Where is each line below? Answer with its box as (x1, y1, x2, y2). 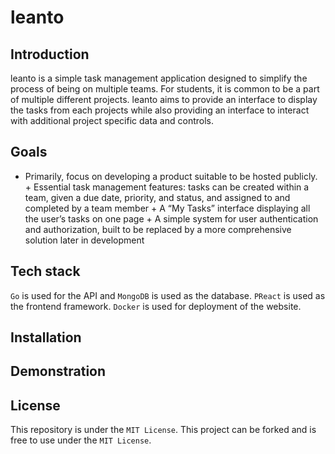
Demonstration (10, 363, 107, 380)
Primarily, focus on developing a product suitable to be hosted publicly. (24, 170, 318, 182)
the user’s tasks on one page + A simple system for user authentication (24, 212, 319, 225)
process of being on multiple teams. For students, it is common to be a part (10, 83, 320, 95)
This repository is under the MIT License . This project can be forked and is (10, 424, 317, 436)
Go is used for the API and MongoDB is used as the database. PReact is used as (10, 289, 326, 301)
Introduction (10, 46, 90, 63)
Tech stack (10, 263, 81, 280)
